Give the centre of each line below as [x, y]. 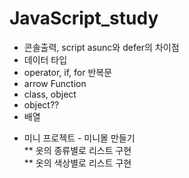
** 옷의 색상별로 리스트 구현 [77, 163]
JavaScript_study [84, 18]
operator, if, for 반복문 [68, 72]
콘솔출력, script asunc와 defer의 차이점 [101, 47]
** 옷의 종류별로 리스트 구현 [77, 150]
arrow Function [55, 83]
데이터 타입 [45, 59]
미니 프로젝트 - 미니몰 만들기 [79, 138]
